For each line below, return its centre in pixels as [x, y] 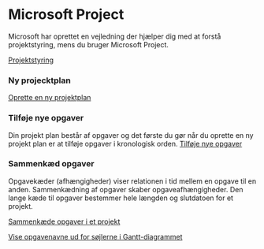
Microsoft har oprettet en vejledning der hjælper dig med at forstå [115, 36]
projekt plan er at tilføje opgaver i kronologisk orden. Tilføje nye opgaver [125, 143]
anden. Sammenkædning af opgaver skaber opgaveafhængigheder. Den [126, 189]
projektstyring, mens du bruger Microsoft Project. [89, 44]
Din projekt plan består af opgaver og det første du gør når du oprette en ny [131, 135]
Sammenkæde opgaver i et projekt [64, 221]
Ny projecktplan [39, 80]
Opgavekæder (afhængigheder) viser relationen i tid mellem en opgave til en [132, 181]
